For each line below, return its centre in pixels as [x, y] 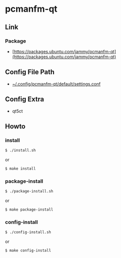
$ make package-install [29, 210]
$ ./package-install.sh [29, 192]
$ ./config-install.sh [28, 232]
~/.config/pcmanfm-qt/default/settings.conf [56, 84]
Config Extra [25, 99]
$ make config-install [28, 251]
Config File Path [30, 72]
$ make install [20, 169]
